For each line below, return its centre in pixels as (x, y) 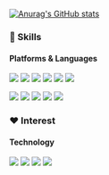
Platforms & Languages (54, 58)
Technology (32, 142)
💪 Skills (25, 37)
